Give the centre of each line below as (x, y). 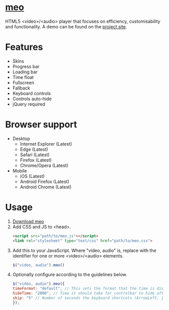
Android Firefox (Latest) (45, 182)
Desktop (21, 139)
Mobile (20, 170)
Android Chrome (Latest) (46, 187)
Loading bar (25, 72)
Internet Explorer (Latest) (46, 144)
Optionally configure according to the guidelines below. (70, 275)
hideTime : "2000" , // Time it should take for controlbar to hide (83, 293)
